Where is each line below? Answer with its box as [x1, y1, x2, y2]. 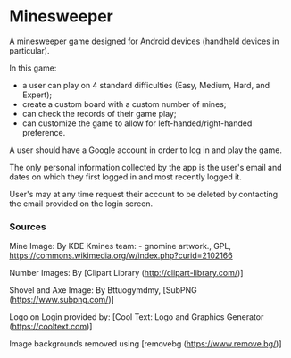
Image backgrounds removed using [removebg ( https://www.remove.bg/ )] [9, 338, 283, 349]
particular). [9, 45, 50, 55]
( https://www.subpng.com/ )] [9, 295, 114, 305]
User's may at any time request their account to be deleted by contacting [9, 188, 279, 199]
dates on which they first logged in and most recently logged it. [9, 171, 243, 182]
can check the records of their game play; [21, 108, 177, 119]
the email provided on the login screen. [9, 198, 154, 209]
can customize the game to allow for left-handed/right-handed [21, 118, 253, 129]
